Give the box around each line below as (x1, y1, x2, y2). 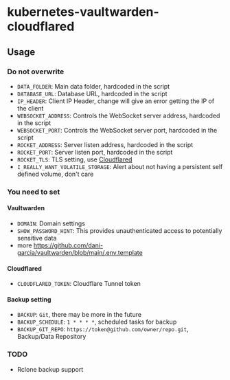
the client (16, 104, 44, 112)
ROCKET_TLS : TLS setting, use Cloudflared (16, 155, 133, 164)
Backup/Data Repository (16, 333, 87, 341)
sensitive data (16, 234, 57, 242)
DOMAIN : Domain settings (16, 219, 86, 227)
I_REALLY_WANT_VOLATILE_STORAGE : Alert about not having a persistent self (16, 162, 223, 170)
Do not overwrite (7, 67, 65, 76)
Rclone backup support (16, 365, 84, 373)
